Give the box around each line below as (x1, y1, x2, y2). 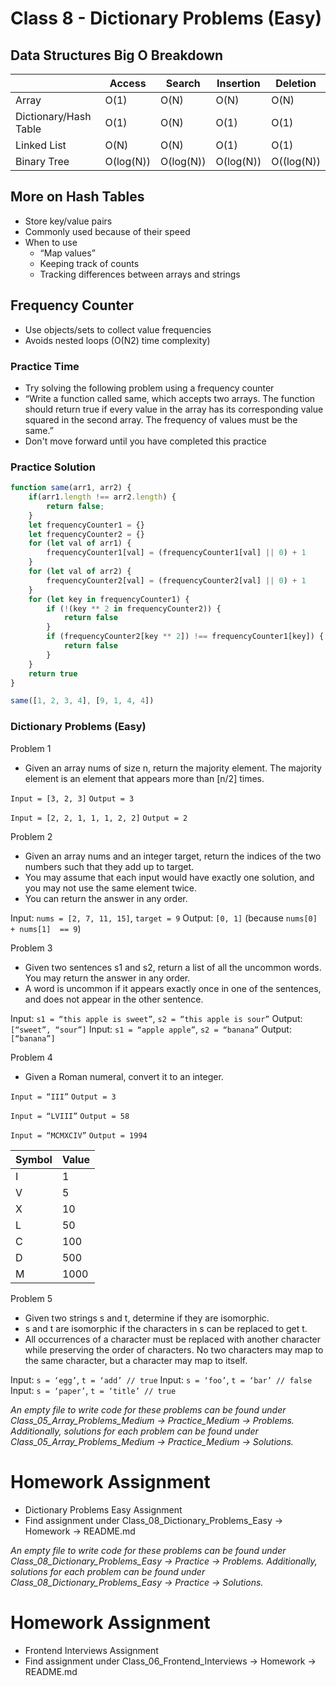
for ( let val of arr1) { (28, 538, 132, 549)
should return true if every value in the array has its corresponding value (24, 403, 324, 415)
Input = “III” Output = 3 (10, 1092, 117, 1102)
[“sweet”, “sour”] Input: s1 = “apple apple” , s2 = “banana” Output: (10, 1023, 292, 1035)
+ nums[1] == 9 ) (10, 922, 82, 934)
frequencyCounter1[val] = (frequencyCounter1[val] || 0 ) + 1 (46, 548, 307, 558)
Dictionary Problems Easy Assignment (24, 1503, 183, 1516)
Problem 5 (10, 1292, 53, 1304)
